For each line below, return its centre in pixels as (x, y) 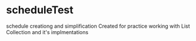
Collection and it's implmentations (47, 32)
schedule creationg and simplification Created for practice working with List (98, 26)
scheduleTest (40, 10)
